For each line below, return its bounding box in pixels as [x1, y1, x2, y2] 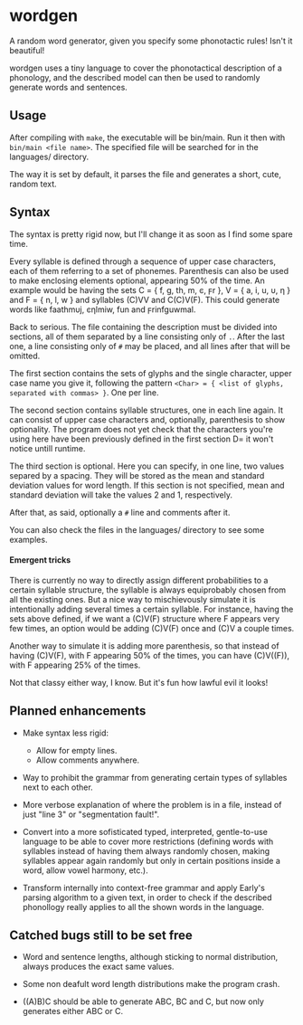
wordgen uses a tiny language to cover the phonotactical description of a [9, 62, 282, 73]
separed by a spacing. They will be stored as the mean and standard [9, 470, 265, 480]
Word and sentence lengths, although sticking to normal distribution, [22, 952, 279, 963]
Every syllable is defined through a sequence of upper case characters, [9, 255, 276, 267]
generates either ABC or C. [22, 1006, 124, 1017]
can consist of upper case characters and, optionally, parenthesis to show [9, 413, 286, 425]
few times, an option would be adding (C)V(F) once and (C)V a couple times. [9, 622, 295, 633]
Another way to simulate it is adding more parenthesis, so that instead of [9, 640, 279, 651]
